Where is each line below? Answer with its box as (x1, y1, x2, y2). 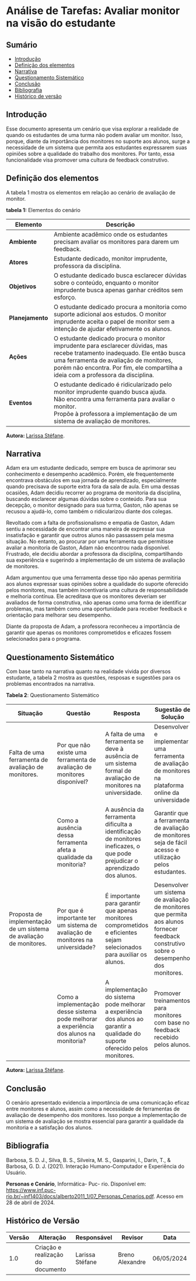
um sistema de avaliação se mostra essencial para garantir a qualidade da (6, 1118, 184, 1125)
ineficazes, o (104, 842, 141, 850)
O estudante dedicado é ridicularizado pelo (53, 380, 172, 388)
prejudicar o (104, 857, 138, 865)
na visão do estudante (6, 16, 116, 30)
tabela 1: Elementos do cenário (6, 206, 80, 213)
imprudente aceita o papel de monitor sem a (53, 317, 175, 326)
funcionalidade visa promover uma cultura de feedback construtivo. (6, 156, 169, 163)
